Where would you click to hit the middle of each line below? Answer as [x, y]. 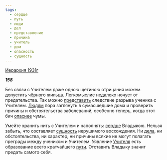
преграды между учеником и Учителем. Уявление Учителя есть [73, 142]
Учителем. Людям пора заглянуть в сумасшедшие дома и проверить [79, 106]
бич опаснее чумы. [26, 116]
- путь [16, 19]
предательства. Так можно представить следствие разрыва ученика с [81, 100]
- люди [16, 24]
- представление [26, 33]
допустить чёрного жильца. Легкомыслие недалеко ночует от [72, 95]
